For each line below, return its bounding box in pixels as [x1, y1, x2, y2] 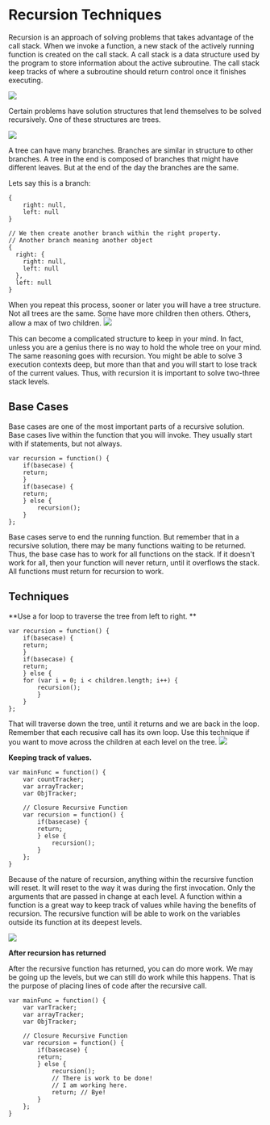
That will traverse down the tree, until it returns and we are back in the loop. [8, 719, 260, 728]
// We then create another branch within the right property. [8, 229, 222, 237]
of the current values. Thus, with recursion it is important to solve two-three [8, 367, 260, 377]
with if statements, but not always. [8, 439, 123, 448]
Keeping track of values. [8, 753, 93, 762]
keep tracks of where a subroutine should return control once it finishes [8, 66, 247, 76]
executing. [8, 75, 44, 85]
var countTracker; [23, 775, 85, 783]
